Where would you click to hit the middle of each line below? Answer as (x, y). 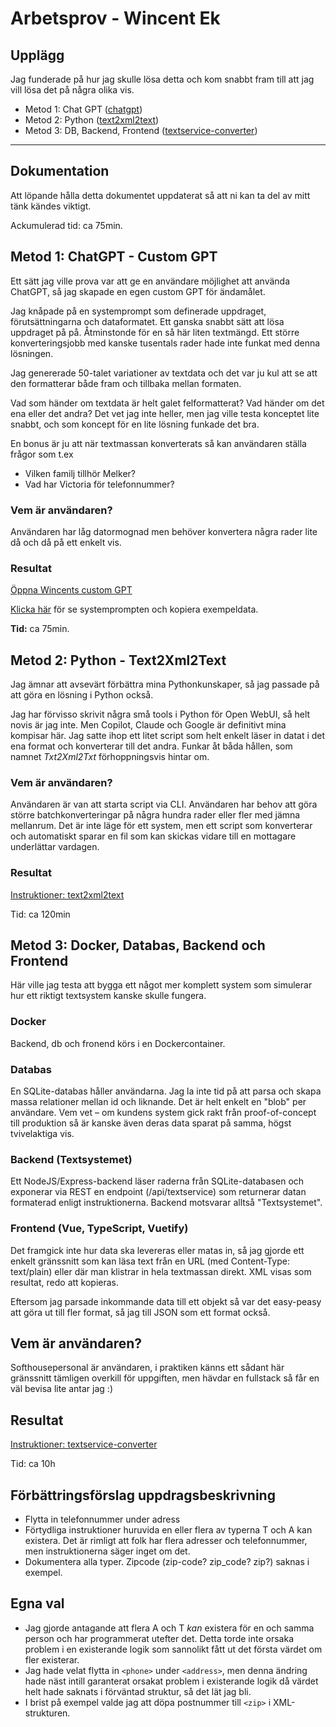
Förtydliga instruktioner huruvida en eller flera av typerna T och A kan (168, 1530)
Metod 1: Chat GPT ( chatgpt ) (83, 109)
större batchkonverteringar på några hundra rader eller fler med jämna (155, 815)
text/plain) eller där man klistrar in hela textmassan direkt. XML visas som (161, 1271)
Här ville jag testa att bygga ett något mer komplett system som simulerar (161, 985)
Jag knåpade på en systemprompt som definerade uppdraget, (138, 311)
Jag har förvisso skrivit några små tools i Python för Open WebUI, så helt (160, 714)
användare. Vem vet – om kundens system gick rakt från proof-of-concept (163, 1113)
